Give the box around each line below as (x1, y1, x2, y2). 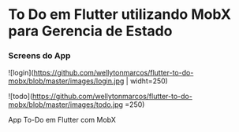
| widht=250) (125, 76, 168, 86)
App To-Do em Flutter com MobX (8, 115, 117, 125)
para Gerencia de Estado (8, 22, 173, 40)
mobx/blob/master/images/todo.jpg (8, 100, 124, 109)
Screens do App (8, 50, 71, 61)
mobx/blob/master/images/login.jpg (8, 76, 125, 86)
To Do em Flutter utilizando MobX (8, 5, 231, 24)
